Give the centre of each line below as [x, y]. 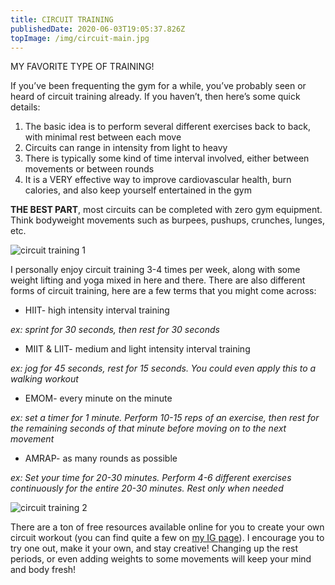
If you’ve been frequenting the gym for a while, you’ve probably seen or [158, 86]
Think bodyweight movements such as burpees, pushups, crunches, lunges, [167, 220]
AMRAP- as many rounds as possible [101, 458]
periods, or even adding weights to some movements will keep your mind [161, 559]
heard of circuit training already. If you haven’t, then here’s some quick [155, 97]
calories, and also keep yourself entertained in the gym [138, 190]
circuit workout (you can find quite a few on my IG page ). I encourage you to [167, 538]
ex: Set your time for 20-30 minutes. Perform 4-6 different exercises [151, 478]
